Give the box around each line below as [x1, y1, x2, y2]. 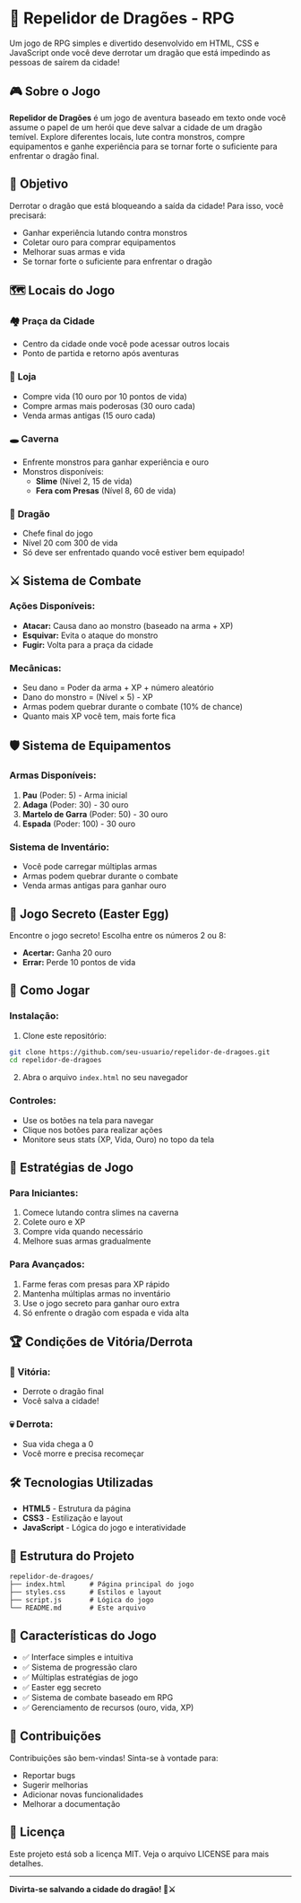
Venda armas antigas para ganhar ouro [21, 880, 168, 891]
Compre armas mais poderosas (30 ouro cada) [21, 400, 195, 411]
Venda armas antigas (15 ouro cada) [21, 410, 156, 421]
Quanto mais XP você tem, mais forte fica [21, 711, 176, 721]
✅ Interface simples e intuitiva [21, 1652, 133, 1663]
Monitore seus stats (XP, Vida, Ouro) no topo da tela [21, 1134, 215, 1145]
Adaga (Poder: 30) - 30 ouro [21, 799, 129, 810]
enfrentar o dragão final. [9, 150, 99, 161]
